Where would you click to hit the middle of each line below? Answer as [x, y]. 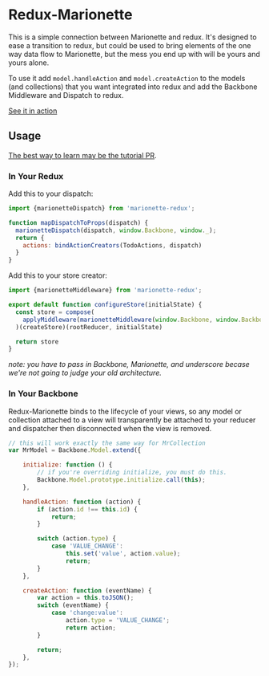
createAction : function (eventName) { [87, 590]
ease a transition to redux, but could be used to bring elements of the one [130, 45]
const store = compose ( [55, 312]
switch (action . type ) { [76, 539]
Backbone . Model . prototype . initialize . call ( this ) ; [121, 480]
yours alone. [29, 63]
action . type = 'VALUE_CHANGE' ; [118, 621]
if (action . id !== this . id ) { [87, 509]
